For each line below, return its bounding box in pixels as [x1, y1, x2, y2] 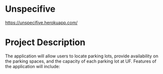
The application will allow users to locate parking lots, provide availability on [5, 53, 159, 59]
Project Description [5, 37, 86, 48]
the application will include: [5, 63, 60, 69]
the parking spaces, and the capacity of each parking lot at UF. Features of [5, 58, 157, 64]
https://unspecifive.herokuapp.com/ [5, 20, 78, 25]
